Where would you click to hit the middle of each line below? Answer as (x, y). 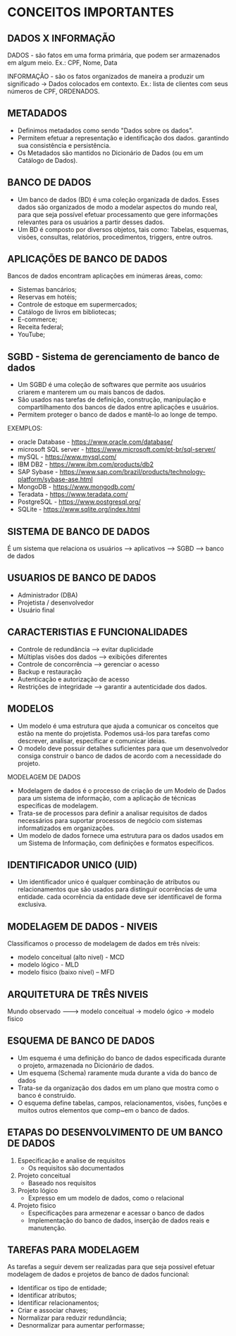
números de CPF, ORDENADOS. (54, 91)
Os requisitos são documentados (76, 1168)
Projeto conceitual (44, 1175)
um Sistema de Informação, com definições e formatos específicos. (116, 843)
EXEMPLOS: (25, 428)
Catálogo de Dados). (48, 160)
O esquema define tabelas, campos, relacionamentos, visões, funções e (122, 1103)
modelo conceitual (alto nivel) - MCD (71, 957)
